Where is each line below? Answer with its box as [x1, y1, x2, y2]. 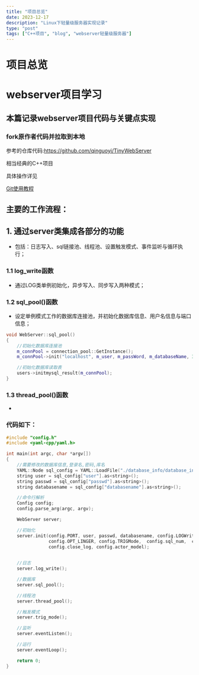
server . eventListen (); [17, 631, 73, 637]
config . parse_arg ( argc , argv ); [17, 506, 94, 512]
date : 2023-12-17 [6, 14, 49, 20]
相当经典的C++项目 [6, 160, 53, 167]
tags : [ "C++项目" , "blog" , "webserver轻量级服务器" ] [6, 31, 132, 37]
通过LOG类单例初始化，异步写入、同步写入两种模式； [14, 281, 145, 288]
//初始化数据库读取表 [17, 365, 62, 371]
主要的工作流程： [6, 204, 69, 214]
